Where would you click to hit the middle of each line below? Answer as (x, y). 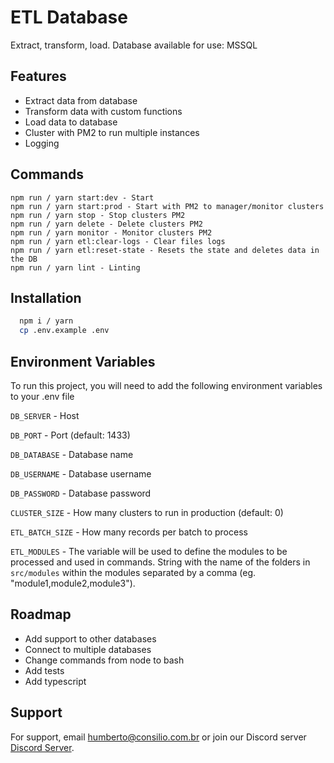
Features (38, 76)
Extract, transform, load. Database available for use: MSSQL (134, 45)
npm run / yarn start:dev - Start (82, 197)
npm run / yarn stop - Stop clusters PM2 (98, 215)
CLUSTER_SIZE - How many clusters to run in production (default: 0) (147, 512)
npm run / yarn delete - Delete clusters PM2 (106, 224)
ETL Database (69, 17)
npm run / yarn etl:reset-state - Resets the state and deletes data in (165, 250)
